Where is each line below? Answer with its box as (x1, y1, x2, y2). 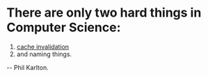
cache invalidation (16, 42, 70, 51)
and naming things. (16, 50, 72, 58)
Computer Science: (6, 19, 121, 35)
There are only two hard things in (6, 5, 202, 21)
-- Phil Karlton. (6, 63, 49, 71)
